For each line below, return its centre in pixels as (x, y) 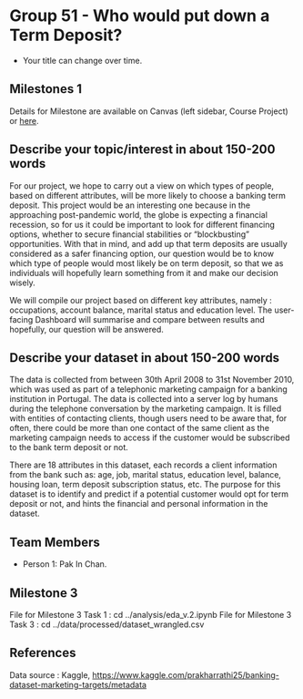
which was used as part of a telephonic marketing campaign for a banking (149, 389)
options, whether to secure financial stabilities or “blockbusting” (130, 234)
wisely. (23, 283)
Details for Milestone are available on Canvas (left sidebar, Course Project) (149, 111)
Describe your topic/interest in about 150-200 (142, 150)
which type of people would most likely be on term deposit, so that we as (146, 263)
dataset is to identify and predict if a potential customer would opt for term (149, 494)
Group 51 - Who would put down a (140, 16)
